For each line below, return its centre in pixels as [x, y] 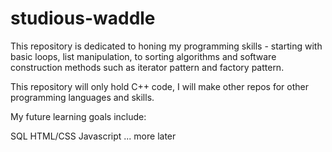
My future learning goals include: [78, 116]
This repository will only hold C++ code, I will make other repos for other [160, 86]
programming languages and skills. [82, 97]
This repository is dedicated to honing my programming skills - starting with [166, 46]
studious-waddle [83, 18]
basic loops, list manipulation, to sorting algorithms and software [143, 56]
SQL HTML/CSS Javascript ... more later [93, 136]
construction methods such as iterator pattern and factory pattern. [147, 67]
